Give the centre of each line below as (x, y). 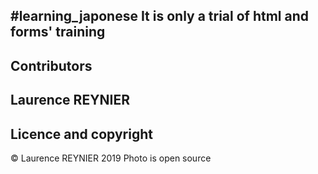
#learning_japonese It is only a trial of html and (160, 16)
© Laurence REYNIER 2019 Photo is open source (111, 158)
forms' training (58, 32)
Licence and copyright (81, 134)
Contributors (51, 65)
